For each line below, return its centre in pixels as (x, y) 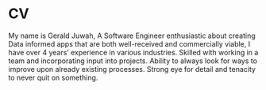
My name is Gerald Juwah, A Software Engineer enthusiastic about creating (132, 36)
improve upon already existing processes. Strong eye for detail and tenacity (132, 69)
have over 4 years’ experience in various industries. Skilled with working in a (133, 52)
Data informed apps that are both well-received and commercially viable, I (129, 43)
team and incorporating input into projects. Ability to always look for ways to (133, 61)
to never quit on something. (53, 77)
